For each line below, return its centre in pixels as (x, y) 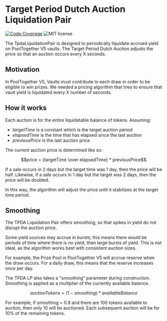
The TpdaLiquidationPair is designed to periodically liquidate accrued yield (82, 43)
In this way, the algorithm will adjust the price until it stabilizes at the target (82, 189)
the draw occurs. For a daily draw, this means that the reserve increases (79, 263)
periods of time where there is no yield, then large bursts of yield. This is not (83, 243)
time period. (17, 195)
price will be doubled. (27, 180)
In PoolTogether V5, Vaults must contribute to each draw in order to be (78, 81)
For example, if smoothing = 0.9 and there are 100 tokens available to (76, 303)
